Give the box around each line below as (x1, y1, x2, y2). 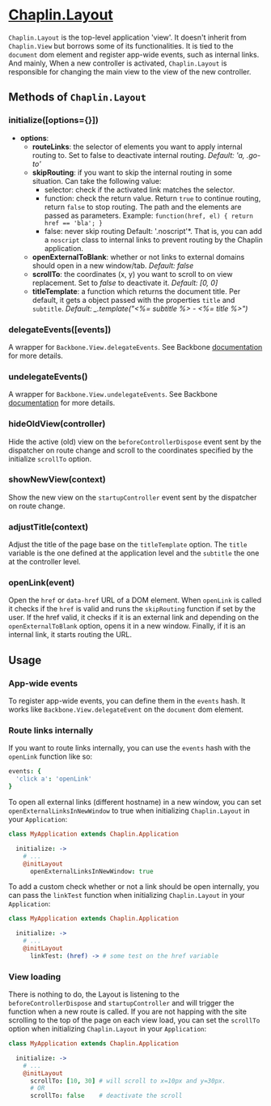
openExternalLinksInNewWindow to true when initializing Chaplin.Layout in (8, 806, 250, 815)
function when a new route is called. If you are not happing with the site (8, 1006, 247, 1017)
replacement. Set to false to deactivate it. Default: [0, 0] (32, 278, 218, 287)
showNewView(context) (8, 474, 107, 485)
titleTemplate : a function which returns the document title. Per (32, 286, 241, 296)
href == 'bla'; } (44, 219, 103, 228)
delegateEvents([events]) (8, 324, 112, 335)
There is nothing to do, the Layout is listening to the (8, 989, 180, 999)
